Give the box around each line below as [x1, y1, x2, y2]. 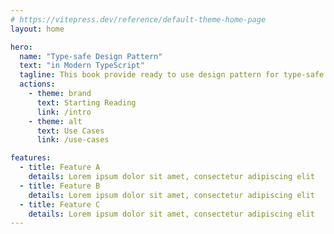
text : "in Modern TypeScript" [19, 61, 145, 71]
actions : [19, 79, 56, 90]
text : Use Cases [36, 126, 105, 136]
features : [10, 153, 52, 163]
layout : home [10, 24, 65, 34]
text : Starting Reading [36, 97, 137, 108]
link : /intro [36, 107, 92, 117]
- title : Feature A [19, 162, 101, 173]
